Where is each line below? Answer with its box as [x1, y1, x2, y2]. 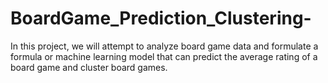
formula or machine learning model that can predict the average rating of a [10, 50, 318, 62]
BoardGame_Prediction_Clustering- [10, 7, 312, 30]
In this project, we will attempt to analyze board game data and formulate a [10, 40, 319, 52]
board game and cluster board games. [10, 61, 168, 73]
